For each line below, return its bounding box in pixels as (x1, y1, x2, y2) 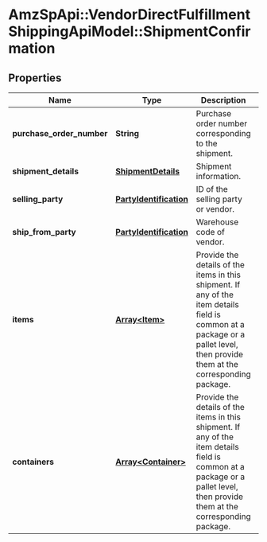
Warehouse (195, 216, 239, 228)
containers (12, 456, 54, 467)
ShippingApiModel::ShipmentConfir (8, 22, 251, 41)
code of (195, 227, 225, 237)
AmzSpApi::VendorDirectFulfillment (8, 6, 251, 24)
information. (195, 171, 242, 181)
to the (195, 138, 218, 149)
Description (200, 95, 246, 105)
